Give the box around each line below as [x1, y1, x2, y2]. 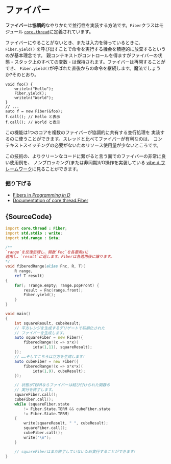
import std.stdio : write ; [5, 230, 63, 236]
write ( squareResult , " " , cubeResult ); [23, 421, 109, 426]
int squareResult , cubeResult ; [14, 321, 81, 326]
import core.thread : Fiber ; [5, 226, 67, 231]
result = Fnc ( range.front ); [23, 287, 83, 293]
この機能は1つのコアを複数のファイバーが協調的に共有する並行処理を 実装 [5, 129, 161, 136]
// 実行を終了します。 [14, 388, 55, 393]
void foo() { [5, 82, 33, 87]
